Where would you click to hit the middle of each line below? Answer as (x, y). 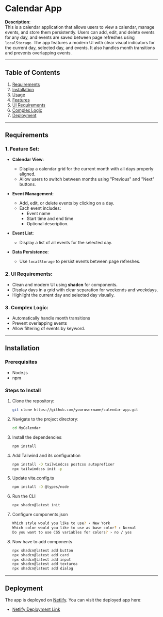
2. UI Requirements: (29, 274)
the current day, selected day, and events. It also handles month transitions (80, 48)
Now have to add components (42, 541)
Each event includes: (40, 208)
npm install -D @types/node (40, 487)
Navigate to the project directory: (45, 419)
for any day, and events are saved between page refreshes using (70, 37)
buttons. (28, 184)
